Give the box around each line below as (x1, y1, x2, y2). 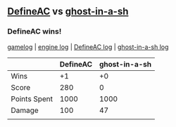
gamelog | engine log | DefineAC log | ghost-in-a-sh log (7, 42, 169, 51)
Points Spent (11, 94, 53, 104)
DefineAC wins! (7, 27, 62, 36)
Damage (11, 105, 39, 115)
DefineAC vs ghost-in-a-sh (7, 6, 129, 18)
